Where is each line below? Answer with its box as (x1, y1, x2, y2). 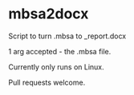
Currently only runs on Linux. (8, 61, 104, 72)
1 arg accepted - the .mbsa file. (8, 46, 112, 56)
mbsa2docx (8, 5, 89, 23)
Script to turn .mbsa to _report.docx (8, 31, 127, 41)
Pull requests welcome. (8, 77, 86, 87)
